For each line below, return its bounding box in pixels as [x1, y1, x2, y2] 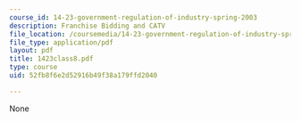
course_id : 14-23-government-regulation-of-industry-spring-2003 [9, 12, 257, 22]
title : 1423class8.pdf [9, 54, 94, 63]
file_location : [9, 29, 66, 38]
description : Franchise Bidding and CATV [9, 21, 166, 30]
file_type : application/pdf [9, 37, 114, 47]
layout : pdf [9, 46, 54, 55]
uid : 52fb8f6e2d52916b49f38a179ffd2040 [9, 71, 158, 80]
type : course [9, 63, 58, 72]
